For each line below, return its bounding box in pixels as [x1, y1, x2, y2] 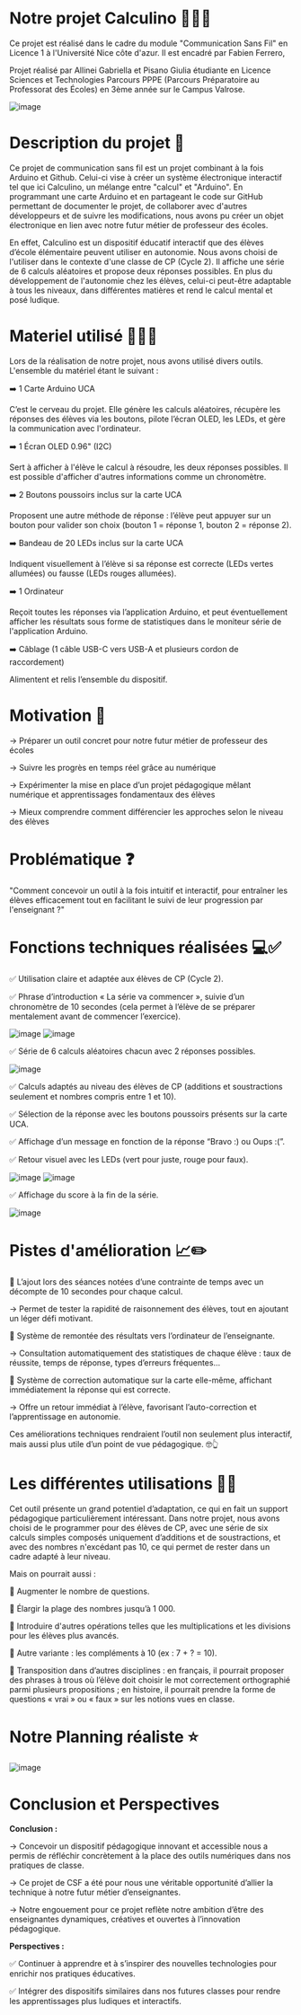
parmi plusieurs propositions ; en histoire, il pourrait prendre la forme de [9, 1684, 276, 1694]
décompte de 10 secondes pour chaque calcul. [9, 1286, 183, 1296]
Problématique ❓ [9, 849, 135, 870]
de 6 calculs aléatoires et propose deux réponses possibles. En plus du [9, 265, 273, 277]
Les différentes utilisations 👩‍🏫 [9, 1473, 237, 1494]
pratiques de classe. [9, 1860, 84, 1871]
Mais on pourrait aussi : [9, 1568, 96, 1579]
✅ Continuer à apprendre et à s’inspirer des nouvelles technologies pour [9, 1958, 277, 1969]
